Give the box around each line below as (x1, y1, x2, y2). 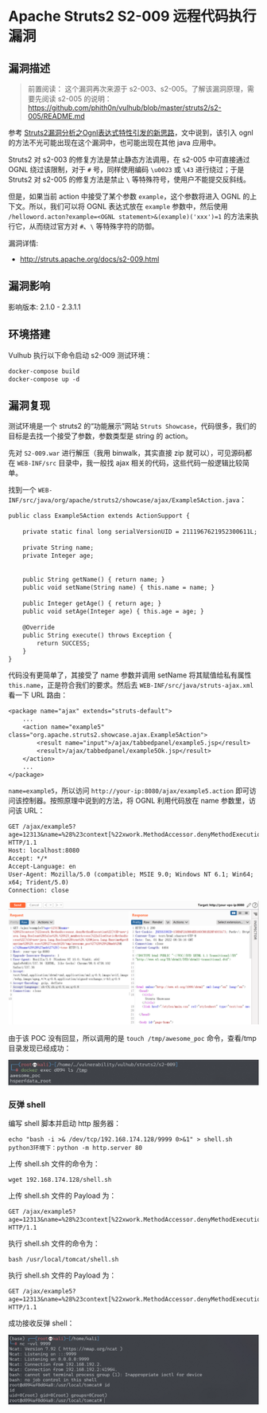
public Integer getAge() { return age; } (22, 599, 161, 608)
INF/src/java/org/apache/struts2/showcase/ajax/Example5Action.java (8, 497, 240, 504)
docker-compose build (8, 367, 80, 375)
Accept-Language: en (8, 862, 77, 871)
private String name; (22, 544, 94, 552)
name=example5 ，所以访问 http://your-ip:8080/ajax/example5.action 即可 (8, 786, 250, 795)
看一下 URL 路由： (8, 690, 68, 700)
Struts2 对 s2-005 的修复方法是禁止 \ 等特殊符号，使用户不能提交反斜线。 (8, 175, 250, 184)
